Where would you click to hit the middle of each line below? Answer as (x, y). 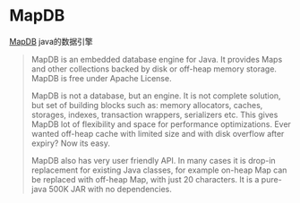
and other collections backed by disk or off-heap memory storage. (154, 69)
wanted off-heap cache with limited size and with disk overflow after (158, 133)
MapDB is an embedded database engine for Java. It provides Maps (157, 59)
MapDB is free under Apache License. (101, 78)
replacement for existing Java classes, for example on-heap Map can (159, 170)
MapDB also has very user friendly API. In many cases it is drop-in (153, 160)
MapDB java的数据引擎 (51, 41)
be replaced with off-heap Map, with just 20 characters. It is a (145, 179)
